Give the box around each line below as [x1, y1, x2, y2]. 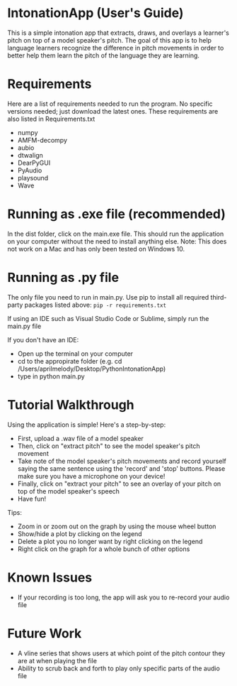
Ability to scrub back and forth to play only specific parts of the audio [17, 664, 221, 673]
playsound [17, 173, 49, 182]
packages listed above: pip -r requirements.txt [24, 300, 167, 309]
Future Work [7, 625, 82, 641]
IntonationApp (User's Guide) [7, 5, 184, 21]
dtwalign [17, 151, 44, 159]
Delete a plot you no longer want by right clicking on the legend [17, 537, 203, 545]
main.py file [7, 322, 42, 330]
